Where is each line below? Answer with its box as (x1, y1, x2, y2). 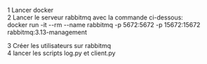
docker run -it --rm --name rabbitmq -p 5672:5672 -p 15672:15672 (7, 21, 201, 29)
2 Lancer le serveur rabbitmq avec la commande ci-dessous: (7, 13, 184, 22)
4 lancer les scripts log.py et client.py (7, 49, 116, 57)
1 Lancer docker (7, 6, 54, 14)
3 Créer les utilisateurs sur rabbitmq (7, 42, 111, 49)
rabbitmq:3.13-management (7, 28, 88, 36)
